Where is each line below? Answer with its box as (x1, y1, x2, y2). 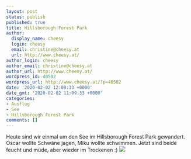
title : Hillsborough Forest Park (6, 25, 88, 31)
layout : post (6, 8, 38, 15)
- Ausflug (6, 101, 30, 107)
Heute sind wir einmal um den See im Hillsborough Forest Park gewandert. (6, 133, 186, 140)
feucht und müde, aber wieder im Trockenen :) (6, 147, 118, 154)
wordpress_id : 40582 (6, 74, 57, 79)
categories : (6, 95, 35, 101)
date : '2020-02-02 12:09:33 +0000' (6, 85, 93, 91)
